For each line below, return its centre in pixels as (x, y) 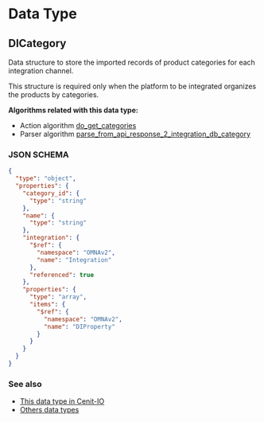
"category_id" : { (51, 193)
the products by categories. (54, 95)
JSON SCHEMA (39, 154)
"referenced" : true (61, 275)
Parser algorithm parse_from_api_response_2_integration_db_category (135, 134)
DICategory (37, 43)
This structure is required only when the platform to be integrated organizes (132, 86)
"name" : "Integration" (74, 260)
